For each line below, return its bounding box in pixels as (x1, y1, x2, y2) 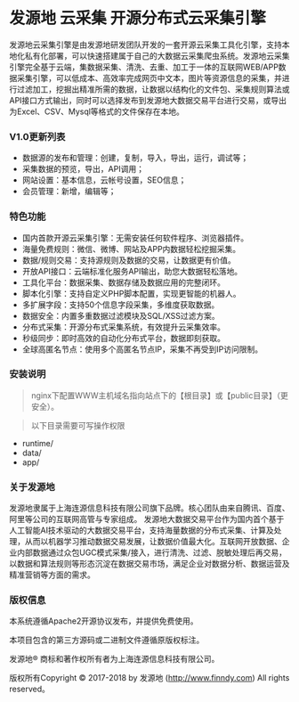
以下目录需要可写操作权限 (30, 420, 125, 430)
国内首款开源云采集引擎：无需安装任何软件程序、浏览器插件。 (21, 233, 249, 243)
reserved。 (9, 683, 51, 695)
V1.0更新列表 (9, 130, 66, 143)
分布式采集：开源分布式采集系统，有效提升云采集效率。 (21, 322, 225, 332)
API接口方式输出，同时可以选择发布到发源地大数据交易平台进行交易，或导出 (9, 94, 287, 105)
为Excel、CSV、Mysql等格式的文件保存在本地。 (9, 106, 185, 117)
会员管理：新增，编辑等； (21, 186, 117, 197)
